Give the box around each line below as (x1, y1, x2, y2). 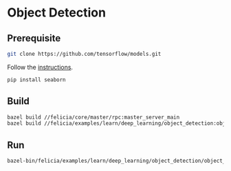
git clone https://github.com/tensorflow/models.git (7, 50, 162, 57)
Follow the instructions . (7, 63, 74, 71)
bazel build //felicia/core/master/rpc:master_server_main (7, 114, 180, 121)
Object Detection (7, 5, 107, 21)
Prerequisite (7, 32, 61, 44)
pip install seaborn (7, 76, 67, 83)
